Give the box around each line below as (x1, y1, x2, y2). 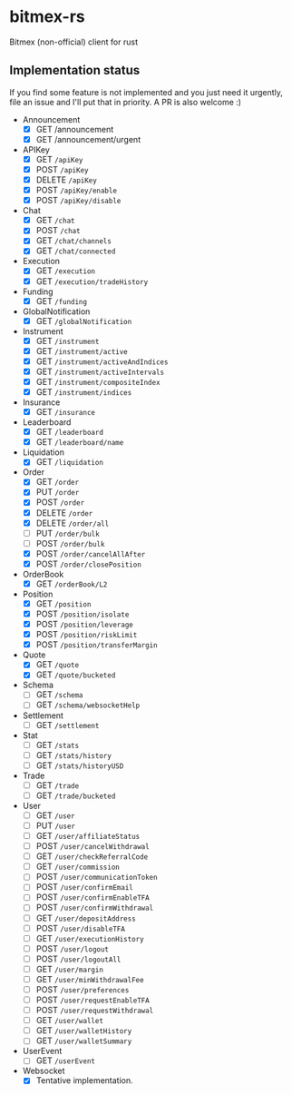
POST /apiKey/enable (35, 184, 118, 196)
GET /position (35, 597, 92, 609)
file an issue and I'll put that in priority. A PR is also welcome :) (9, 96, 242, 107)
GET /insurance (35, 407, 96, 418)
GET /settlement (35, 719, 100, 730)
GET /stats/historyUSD (35, 760, 124, 771)
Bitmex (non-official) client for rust (9, 36, 139, 47)
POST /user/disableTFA (35, 922, 125, 933)
